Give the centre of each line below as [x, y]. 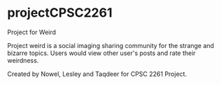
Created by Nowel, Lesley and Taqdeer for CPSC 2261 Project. [97, 74]
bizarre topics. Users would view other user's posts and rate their [101, 53]
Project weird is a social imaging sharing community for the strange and [111, 45]
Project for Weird [32, 32]
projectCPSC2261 [60, 13]
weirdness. [23, 60]
